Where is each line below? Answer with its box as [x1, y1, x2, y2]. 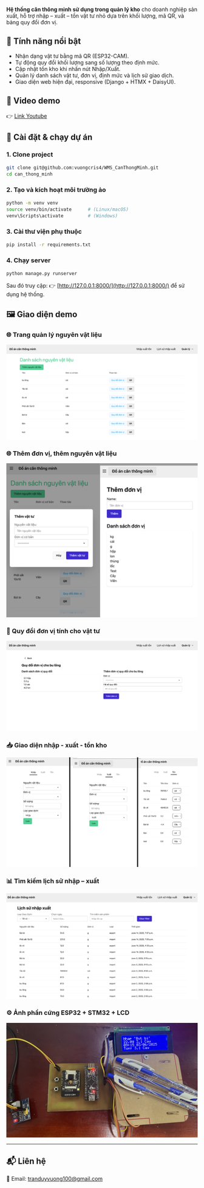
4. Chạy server [6, 256, 51, 265]
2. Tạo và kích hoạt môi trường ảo [6, 185, 106, 194]
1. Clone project [6, 150, 53, 158]
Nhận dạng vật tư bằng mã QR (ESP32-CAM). [15, 52, 129, 59]
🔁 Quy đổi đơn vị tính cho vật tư [6, 626, 100, 635]
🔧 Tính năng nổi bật [6, 36, 81, 47]
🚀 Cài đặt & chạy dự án [6, 132, 93, 143]
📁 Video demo [6, 96, 61, 106]
